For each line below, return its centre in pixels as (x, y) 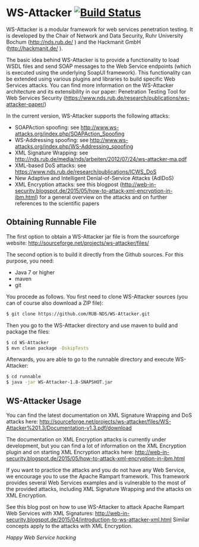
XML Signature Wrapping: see (51, 153)
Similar (181, 520)
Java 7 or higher (35, 272)
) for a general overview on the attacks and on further (102, 197)
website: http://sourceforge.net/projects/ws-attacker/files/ (78, 243)
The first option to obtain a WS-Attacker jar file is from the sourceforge (93, 236)
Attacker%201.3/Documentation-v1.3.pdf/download (69, 428)
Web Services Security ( (36, 98)
